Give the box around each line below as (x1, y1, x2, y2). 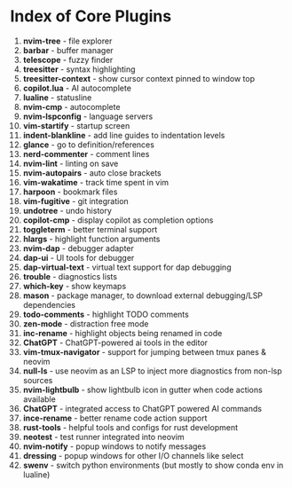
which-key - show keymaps (22, 280, 127, 291)
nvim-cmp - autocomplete (22, 101, 121, 112)
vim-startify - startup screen (22, 120, 130, 130)
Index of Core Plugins (10, 6, 172, 27)
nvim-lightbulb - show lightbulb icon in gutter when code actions (22, 384, 263, 395)
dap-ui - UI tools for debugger (22, 252, 135, 263)
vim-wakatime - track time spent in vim (22, 177, 170, 187)
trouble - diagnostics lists (22, 271, 118, 281)
